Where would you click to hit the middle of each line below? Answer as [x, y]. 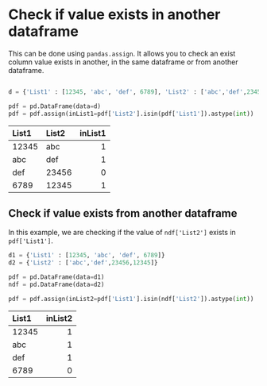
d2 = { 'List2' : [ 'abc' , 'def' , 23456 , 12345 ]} [83, 263]
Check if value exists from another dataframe [123, 213]
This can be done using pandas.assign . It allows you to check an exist [122, 53]
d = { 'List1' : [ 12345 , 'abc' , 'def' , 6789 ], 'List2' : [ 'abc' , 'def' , [128, 92]
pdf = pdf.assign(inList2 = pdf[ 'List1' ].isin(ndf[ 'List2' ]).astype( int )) [131, 299]
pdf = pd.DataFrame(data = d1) [56, 277]
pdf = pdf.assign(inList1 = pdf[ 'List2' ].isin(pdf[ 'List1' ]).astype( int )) [131, 114]
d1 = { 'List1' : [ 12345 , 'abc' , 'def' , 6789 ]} [87, 256]
